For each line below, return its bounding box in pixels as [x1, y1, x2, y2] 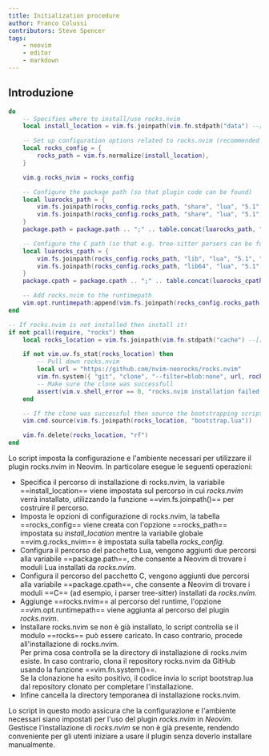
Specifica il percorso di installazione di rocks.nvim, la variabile [19, 478, 226, 487]
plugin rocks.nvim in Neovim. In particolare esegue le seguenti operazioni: [8, 462, 253, 471]
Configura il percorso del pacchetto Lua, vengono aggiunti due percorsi [19, 546, 257, 556]
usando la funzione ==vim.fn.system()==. [19, 665, 158, 674]
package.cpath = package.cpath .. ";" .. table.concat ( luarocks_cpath [22, 277, 263, 285]
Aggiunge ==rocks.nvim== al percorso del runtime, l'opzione [19, 596, 222, 606]
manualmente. [8, 740, 56, 750]
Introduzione [8, 86, 74, 100]
